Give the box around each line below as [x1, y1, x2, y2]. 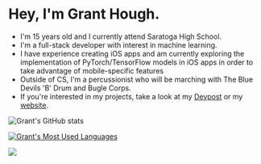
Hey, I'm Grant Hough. [8, 5, 160, 23]
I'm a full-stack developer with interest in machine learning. [19, 40, 217, 49]
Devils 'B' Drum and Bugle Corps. [19, 82, 131, 93]
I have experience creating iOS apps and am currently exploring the [19, 48, 245, 58]
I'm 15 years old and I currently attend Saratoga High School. [19, 32, 222, 41]
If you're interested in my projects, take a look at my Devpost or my [19, 91, 243, 101]
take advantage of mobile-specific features [19, 65, 164, 75]
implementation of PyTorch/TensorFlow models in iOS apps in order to [19, 57, 254, 67]
